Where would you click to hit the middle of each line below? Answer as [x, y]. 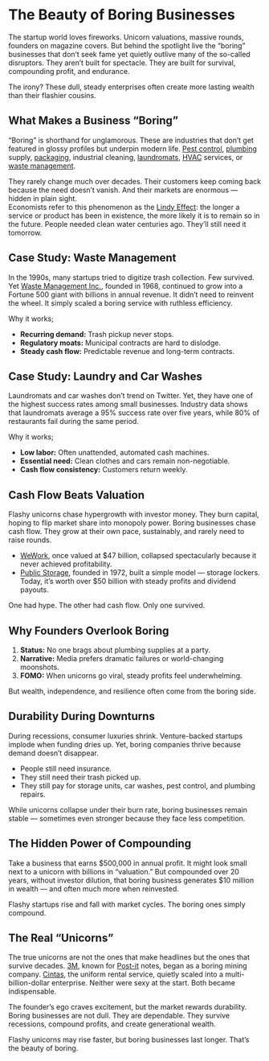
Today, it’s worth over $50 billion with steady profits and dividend [128, 582]
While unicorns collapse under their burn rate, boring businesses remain [128, 809]
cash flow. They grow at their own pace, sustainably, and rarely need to [126, 532]
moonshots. [40, 667]
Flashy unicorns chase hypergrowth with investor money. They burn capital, [134, 514]
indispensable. [33, 992]
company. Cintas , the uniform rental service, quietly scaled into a [116, 974]
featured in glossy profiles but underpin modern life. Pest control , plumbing [132, 148]
